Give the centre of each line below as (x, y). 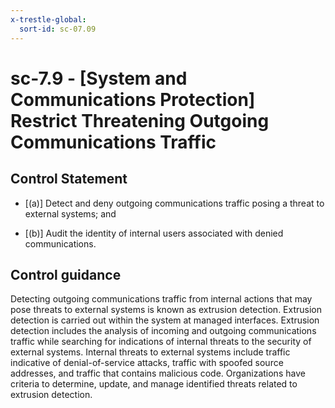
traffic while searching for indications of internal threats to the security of (161, 342)
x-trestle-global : (48, 19)
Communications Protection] (133, 99)
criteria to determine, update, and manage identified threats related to (154, 384)
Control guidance (66, 274)
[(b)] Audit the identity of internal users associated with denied (154, 233)
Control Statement (69, 179)
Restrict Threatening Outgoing (140, 120)
